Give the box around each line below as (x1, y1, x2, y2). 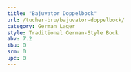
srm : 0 (7, 49, 26, 56)
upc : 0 (7, 55, 26, 62)
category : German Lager (7, 23, 76, 29)
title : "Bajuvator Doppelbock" (7, 10, 97, 17)
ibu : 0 (7, 42, 26, 49)
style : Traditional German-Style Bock (7, 29, 119, 36)
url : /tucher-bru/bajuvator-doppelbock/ (7, 16, 125, 23)
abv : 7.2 (7, 36, 32, 43)
